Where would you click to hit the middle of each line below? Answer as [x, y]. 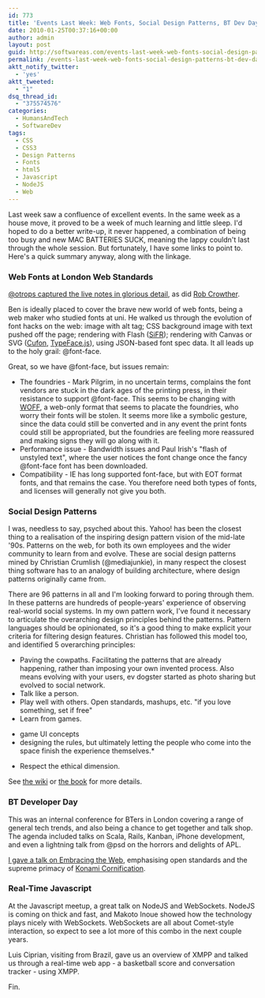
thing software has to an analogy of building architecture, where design [124, 571]
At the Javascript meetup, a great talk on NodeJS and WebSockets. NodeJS [132, 906]
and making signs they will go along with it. [90, 440]
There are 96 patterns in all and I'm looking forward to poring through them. [131, 594]
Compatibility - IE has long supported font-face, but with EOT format [131, 474]
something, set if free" [56, 710]
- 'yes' [28, 74]
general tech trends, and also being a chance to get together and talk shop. [131, 827]
